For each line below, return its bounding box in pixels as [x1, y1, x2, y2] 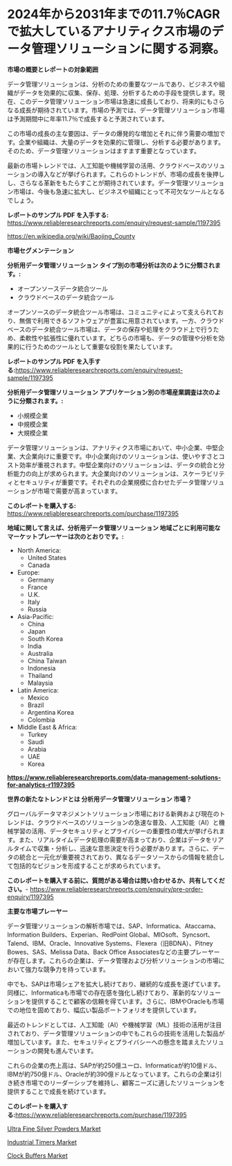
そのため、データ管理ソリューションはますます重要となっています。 [7, 146, 201, 155]
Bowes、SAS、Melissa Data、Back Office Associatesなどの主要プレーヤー [7, 948, 220, 956]
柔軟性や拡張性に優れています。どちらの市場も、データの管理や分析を [19, 333, 219, 342]
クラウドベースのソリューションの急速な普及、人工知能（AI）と [37, 818, 220, 826]
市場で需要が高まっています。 [37, 487, 122, 495]
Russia [27, 604, 47, 614]
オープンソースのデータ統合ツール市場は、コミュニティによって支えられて [7, 308, 218, 316]
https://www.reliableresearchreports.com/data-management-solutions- [7, 773, 222, 781]
